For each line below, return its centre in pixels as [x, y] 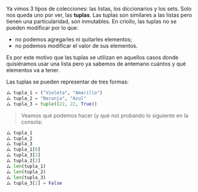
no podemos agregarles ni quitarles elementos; [73, 39]
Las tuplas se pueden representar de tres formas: [68, 82]
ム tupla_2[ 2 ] [23, 161]
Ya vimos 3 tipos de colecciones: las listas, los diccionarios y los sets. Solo [99, 9]
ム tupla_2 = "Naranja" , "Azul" [46, 98]
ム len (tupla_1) [26, 166]
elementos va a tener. [33, 70]
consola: [32, 122]
